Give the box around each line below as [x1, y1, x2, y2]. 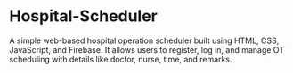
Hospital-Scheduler [9, 6, 159, 26]
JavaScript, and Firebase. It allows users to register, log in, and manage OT [9, 44, 285, 55]
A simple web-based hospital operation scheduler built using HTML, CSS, [9, 35, 280, 46]
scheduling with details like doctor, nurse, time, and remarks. [9, 54, 232, 64]
